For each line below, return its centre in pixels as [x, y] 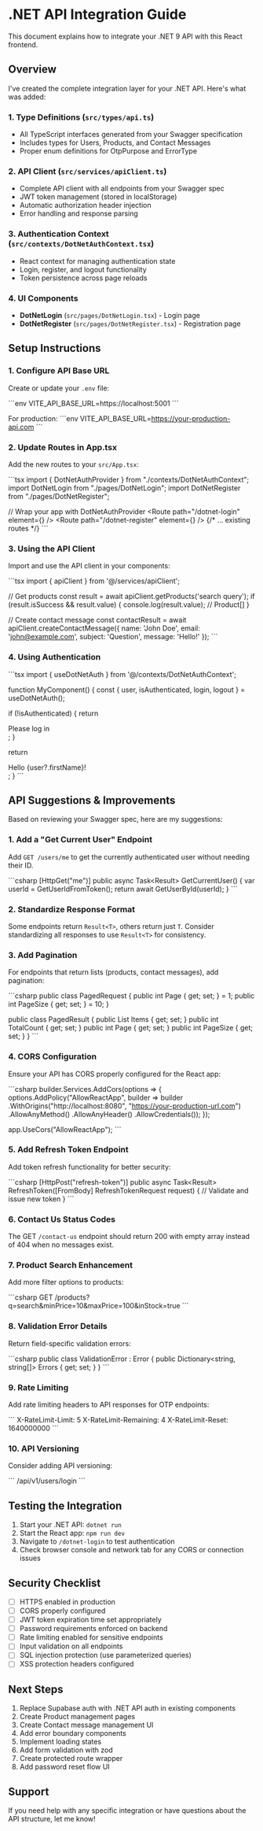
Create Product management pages [77, 1717]
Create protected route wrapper [71, 1759]
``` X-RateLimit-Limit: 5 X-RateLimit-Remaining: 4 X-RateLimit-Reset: [119, 1420]
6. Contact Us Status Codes [62, 1219]
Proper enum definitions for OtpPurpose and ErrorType [108, 151]
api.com [21, 427]
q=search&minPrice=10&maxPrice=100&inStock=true [94, 1306]
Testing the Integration [65, 1505]
